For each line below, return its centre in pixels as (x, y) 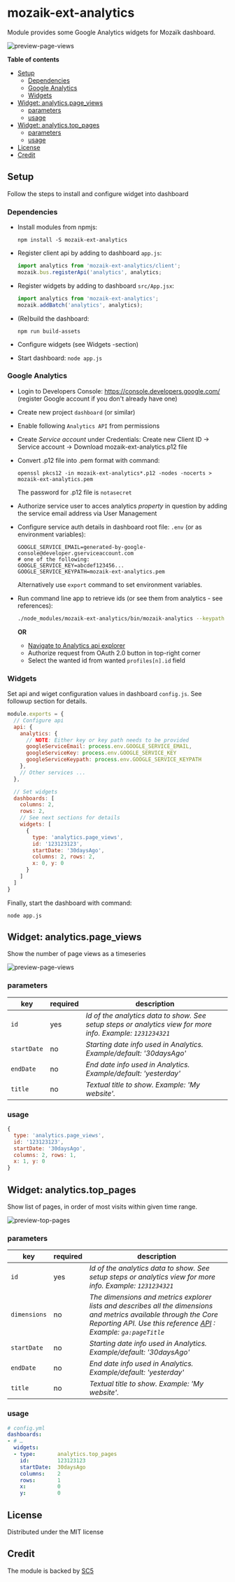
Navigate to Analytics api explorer (77, 645)
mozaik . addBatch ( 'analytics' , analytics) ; (80, 305)
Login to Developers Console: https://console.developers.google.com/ (119, 391)
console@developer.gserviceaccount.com (76, 553)
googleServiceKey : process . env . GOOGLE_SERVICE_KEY (101, 753)
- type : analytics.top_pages (65, 1455)
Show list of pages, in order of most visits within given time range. (102, 1207)
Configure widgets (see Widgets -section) (78, 344)
